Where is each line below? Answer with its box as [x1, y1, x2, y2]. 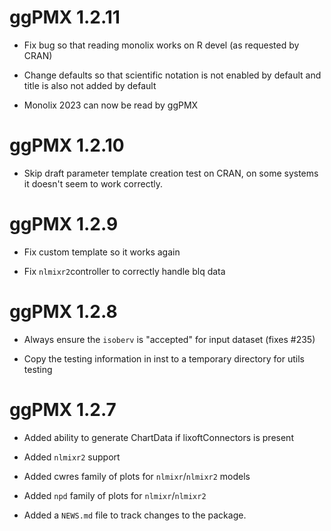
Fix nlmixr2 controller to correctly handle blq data [23, 265, 226, 277]
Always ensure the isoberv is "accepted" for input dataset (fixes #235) [23, 333, 316, 345]
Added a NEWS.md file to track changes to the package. [23, 509, 247, 521]
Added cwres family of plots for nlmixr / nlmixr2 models [23, 470, 251, 482]
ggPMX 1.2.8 [9, 301, 118, 323]
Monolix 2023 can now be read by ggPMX [23, 99, 199, 111]
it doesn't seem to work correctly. [23, 177, 164, 190]
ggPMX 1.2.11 [9, 6, 121, 29]
